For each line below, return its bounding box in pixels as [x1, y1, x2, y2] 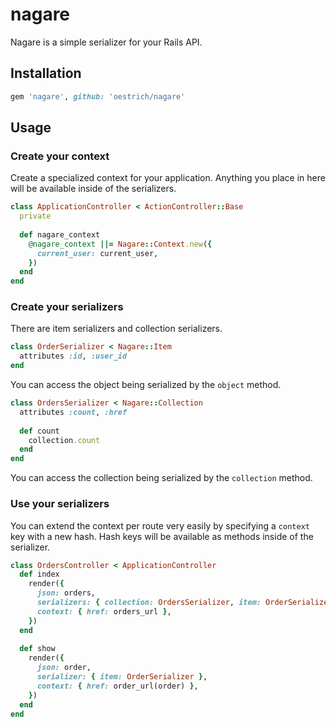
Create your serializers [10, 300, 124, 314]
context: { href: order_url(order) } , [36, 681, 199, 691]
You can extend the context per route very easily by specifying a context [10, 519, 310, 532]
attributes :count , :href [19, 407, 128, 417]
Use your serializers [10, 497, 110, 511]
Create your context [10, 149, 110, 163]
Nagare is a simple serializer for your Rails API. [10, 36, 203, 48]
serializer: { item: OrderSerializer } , [36, 672, 208, 682]
